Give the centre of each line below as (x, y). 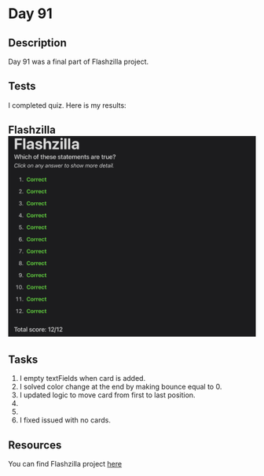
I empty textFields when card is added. (82, 378)
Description (37, 43)
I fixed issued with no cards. (65, 420)
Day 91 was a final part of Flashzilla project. (79, 61)
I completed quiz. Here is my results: (68, 105)
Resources (35, 445)
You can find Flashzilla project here (65, 464)
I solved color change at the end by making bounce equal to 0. (121, 387)
